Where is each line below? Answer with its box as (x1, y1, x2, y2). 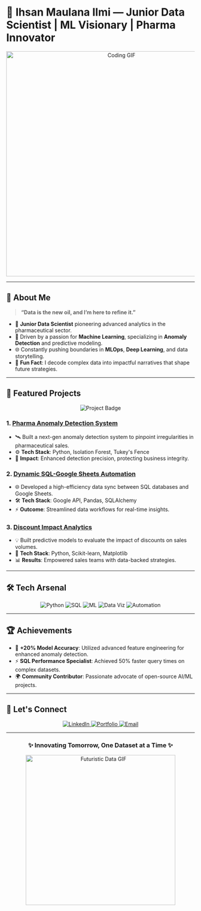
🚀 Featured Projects (6, 389, 81, 399)
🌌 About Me (6, 292, 51, 303)
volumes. (14, 543, 38, 551)
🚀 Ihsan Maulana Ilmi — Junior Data (6, 5, 185, 19)
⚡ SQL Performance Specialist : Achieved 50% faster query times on (14, 658, 185, 665)
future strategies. (14, 365, 58, 372)
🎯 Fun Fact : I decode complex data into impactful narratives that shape (14, 359, 190, 366)
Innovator (6, 31, 56, 44)
